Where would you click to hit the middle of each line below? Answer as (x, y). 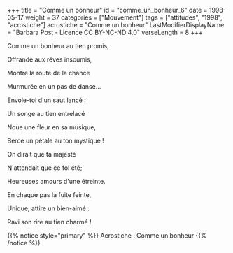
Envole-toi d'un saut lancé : (47, 100)
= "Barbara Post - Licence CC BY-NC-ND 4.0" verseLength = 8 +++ (105, 32)
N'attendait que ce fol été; (45, 168)
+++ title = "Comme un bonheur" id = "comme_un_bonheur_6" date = (107, 10)
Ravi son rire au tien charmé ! (50, 222)
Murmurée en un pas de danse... (54, 86)
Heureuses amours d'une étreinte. (57, 181)
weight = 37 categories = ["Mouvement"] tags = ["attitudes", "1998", (124, 17)
